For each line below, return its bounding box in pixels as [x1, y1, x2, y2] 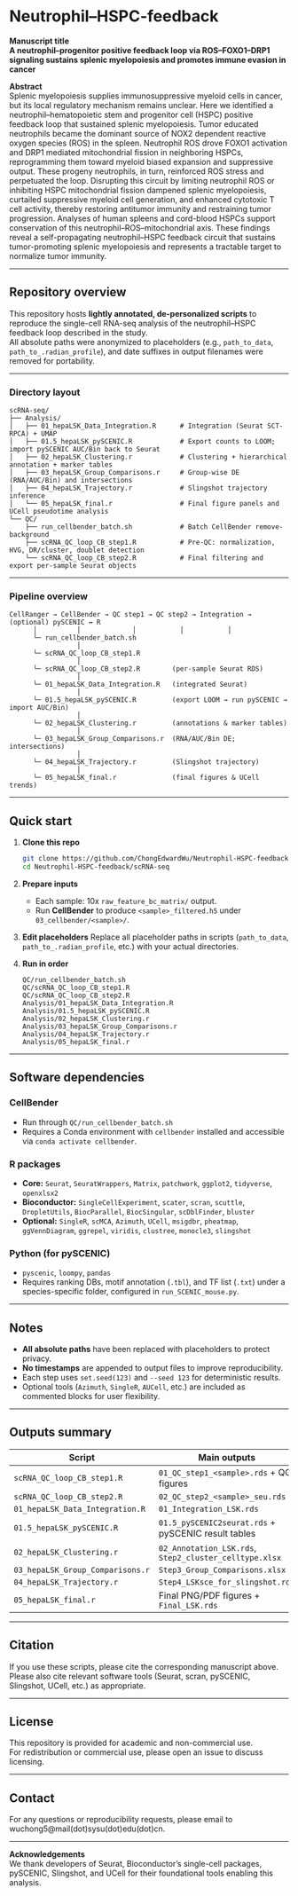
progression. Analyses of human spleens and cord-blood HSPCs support [9, 213, 276, 224]
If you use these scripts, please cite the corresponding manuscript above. [9, 1661, 279, 1672]
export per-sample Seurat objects [9, 562, 137, 570]
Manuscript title [9, 35, 69, 46]
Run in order [21, 958, 69, 969]
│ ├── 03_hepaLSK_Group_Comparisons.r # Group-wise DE [9, 468, 240, 477]
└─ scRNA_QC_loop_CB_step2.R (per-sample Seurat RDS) [32, 665, 264, 673]
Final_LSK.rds [158, 1600, 218, 1610]
